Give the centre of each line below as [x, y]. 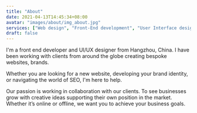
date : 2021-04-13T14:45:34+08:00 [47, 17]
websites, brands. [28, 63]
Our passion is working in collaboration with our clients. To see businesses [96, 91]
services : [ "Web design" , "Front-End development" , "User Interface [91, 28]
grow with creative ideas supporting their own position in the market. [89, 98]
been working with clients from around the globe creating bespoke [86, 56]
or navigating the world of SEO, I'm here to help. [64, 80]
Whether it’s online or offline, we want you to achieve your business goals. [96, 104]
